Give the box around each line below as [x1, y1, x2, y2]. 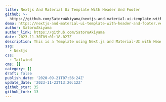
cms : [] [5, 62, 21, 67]
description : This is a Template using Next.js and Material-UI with [5, 39, 152, 44]
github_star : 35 [5, 84, 39, 90]
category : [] [5, 67, 32, 72]
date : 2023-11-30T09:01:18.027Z [5, 35, 72, 40]
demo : [5, 21, 16, 26]
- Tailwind [9, 57, 32, 62]
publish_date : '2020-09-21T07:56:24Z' [5, 76, 85, 80]
